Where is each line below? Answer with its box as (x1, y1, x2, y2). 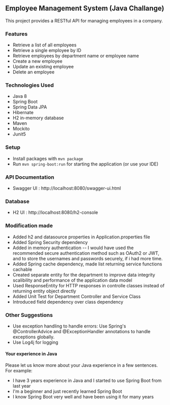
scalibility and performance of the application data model (12, 277, 132, 283)
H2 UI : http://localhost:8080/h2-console (12, 209, 98, 215)
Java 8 (12, 93, 27, 99)
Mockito (12, 126, 30, 132)
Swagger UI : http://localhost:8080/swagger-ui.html (12, 185, 121, 191)
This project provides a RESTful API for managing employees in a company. (5, 17, 163, 23)
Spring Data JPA (12, 104, 47, 110)
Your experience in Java (5, 351, 57, 357)
